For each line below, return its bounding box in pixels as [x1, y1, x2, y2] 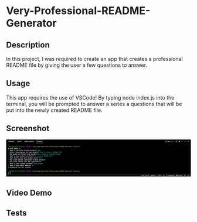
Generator [6, 16, 57, 30]
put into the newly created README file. [6, 107, 103, 114]
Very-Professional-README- [6, 4, 151, 18]
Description [6, 40, 50, 50]
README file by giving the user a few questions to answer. [6, 62, 148, 69]
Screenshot [6, 124, 50, 134]
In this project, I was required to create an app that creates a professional [6, 56, 183, 62]
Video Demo [6, 188, 52, 198]
